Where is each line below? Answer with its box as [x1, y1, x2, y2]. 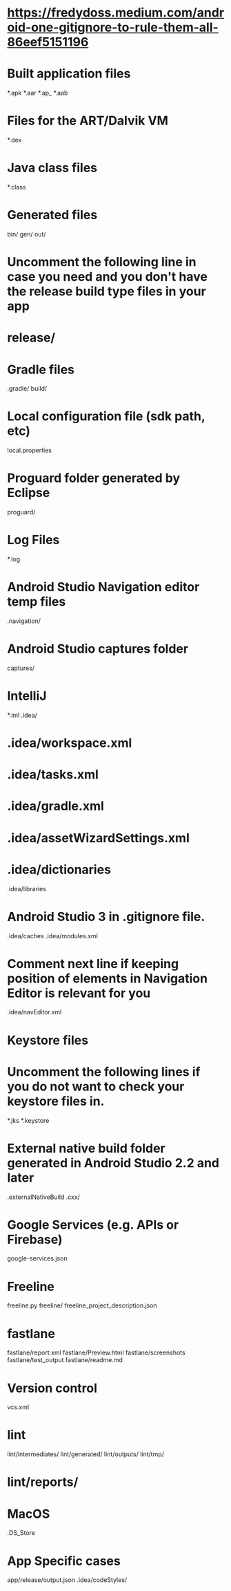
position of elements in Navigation [7, 970, 208, 986]
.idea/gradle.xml [7, 799, 105, 814]
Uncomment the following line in [7, 254, 197, 270]
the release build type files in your [7, 283, 207, 299]
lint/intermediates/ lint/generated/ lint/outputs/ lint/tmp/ [7, 1450, 164, 1458]
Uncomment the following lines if [7, 1063, 201, 1079]
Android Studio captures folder [7, 641, 188, 657]
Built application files [7, 66, 131, 82]
